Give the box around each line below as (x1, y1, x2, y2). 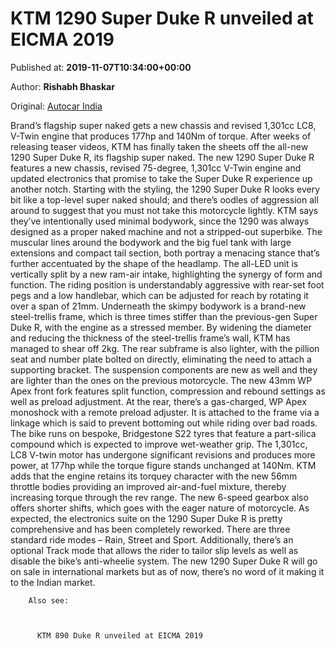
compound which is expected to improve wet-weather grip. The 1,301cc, (10, 438, 308, 450)
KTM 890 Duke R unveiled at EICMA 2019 (36, 630, 203, 641)
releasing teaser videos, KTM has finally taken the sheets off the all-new (10, 140, 309, 152)
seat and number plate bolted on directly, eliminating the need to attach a (10, 353, 312, 365)
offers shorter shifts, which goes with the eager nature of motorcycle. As (10, 502, 310, 514)
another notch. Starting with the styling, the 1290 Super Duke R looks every (10, 183, 321, 195)
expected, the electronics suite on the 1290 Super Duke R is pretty (10, 512, 283, 524)
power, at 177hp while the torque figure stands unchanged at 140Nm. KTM (10, 459, 317, 471)
